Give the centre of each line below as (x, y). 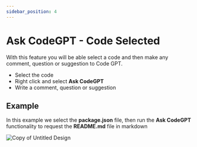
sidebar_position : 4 (32, 12)
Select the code (34, 75)
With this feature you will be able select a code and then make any (87, 57)
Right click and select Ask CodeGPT (59, 81)
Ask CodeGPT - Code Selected (83, 40)
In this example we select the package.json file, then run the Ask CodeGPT (99, 120)
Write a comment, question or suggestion (65, 87)
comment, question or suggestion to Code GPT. (64, 63)
